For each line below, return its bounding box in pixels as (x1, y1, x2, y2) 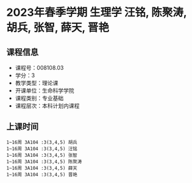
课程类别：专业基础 (15, 95, 64, 102)
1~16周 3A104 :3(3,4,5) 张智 (6, 152, 78, 158)
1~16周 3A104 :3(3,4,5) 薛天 (6, 165, 78, 171)
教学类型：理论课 (15, 80, 59, 86)
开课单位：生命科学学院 (15, 87, 74, 94)
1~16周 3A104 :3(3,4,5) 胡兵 (6, 139, 78, 145)
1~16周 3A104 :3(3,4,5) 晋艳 (6, 171, 78, 178)
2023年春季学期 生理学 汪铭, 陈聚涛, (6, 5, 187, 19)
